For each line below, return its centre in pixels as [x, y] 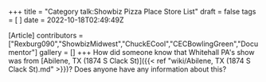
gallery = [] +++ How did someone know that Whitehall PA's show [147, 52]
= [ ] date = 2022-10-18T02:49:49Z [66, 20]
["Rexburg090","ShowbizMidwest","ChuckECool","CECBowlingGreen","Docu [133, 44]
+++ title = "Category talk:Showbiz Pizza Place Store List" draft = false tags [132, 12]
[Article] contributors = [46, 35]
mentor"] [23, 52]
